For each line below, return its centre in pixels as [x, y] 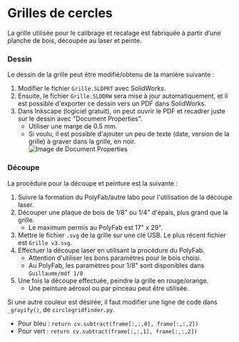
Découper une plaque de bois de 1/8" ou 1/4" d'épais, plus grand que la [123, 212]
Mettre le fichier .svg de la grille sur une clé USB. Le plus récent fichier [122, 235]
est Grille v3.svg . [45, 242]
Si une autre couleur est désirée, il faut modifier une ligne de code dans [112, 302]
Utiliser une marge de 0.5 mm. [73, 126]
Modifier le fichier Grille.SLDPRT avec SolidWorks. [92, 89]
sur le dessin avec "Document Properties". [80, 119]
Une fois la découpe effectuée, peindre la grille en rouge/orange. [113, 281]
